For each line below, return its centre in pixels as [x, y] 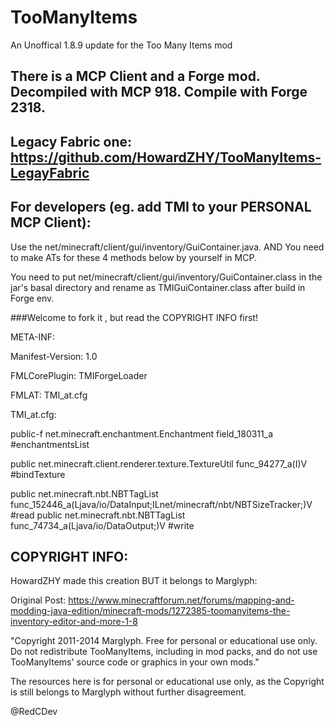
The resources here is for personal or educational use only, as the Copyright [167, 682]
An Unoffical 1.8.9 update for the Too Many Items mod [121, 45]
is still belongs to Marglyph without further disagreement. [128, 692]
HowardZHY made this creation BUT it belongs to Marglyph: [134, 581]
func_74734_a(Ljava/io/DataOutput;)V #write [102, 525]
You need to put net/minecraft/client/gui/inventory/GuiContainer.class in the [166, 277]
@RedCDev [34, 712]
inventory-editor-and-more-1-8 [74, 622]
